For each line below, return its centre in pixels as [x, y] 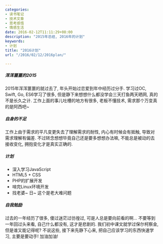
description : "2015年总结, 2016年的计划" [45, 37]
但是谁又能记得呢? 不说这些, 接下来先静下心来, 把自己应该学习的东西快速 [77, 230]
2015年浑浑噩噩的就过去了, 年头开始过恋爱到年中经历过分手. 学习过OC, [76, 89]
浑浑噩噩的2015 [21, 75]
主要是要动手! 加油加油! [35, 236]
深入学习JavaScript [31, 169]
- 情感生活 [15, 28]
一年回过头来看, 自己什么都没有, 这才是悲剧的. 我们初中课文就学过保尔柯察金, [82, 224]
